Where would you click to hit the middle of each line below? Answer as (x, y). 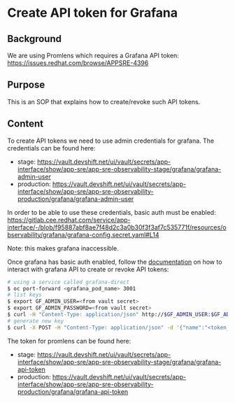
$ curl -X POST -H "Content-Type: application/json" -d (90, 327)
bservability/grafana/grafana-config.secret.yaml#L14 (83, 234)
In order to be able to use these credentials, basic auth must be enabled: (112, 212)
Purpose (26, 85)
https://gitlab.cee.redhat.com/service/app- (69, 220)
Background (34, 39)
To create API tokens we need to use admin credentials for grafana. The (111, 141)
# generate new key (36, 321)
